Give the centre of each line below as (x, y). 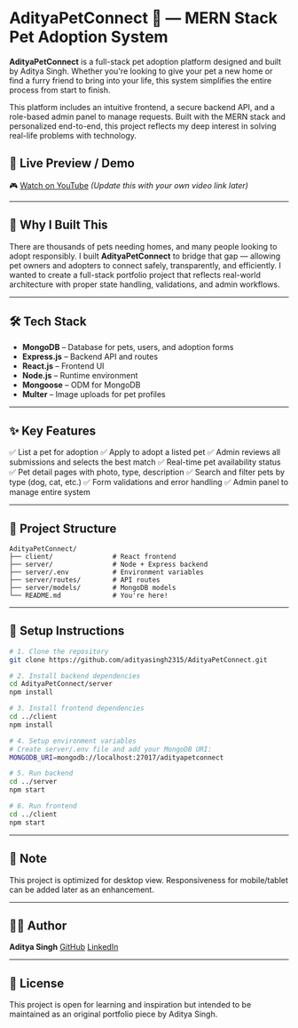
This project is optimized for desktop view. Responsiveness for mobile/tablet (149, 880)
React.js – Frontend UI (63, 366)
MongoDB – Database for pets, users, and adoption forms (128, 347)
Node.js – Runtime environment (80, 376)
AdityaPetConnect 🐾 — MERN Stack (143, 18)
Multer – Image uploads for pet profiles (94, 394)
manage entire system (50, 492)
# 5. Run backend (41, 773)
